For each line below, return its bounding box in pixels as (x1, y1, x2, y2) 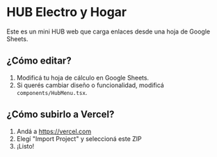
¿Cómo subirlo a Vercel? (6, 109, 115, 121)
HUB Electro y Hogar (6, 4, 127, 20)
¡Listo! (16, 142, 35, 150)
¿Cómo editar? (6, 55, 72, 67)
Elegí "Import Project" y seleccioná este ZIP (16, 134, 142, 143)
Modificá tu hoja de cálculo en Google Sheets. (16, 73, 150, 82)
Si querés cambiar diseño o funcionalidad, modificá (16, 81, 164, 89)
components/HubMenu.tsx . (16, 88, 88, 96)
